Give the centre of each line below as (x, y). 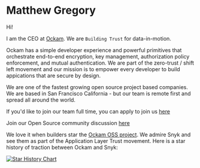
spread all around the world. (41, 100)
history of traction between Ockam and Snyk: (62, 147)
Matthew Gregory (51, 10)
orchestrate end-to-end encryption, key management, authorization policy (98, 56)
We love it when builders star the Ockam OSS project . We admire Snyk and (99, 135)
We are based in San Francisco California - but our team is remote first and (99, 93)
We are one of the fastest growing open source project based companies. (97, 87)
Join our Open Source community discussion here (68, 123)
